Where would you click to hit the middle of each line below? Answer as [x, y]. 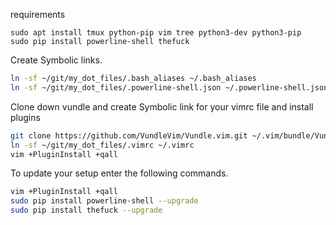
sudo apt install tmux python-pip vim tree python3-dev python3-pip [156, 33]
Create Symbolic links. [56, 60]
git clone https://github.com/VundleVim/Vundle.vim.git [129, 135]
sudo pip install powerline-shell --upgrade [104, 201]
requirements [38, 14]
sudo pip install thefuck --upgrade [86, 210]
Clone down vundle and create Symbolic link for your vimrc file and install [162, 106]
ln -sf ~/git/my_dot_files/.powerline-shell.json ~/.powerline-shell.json [169, 87]
